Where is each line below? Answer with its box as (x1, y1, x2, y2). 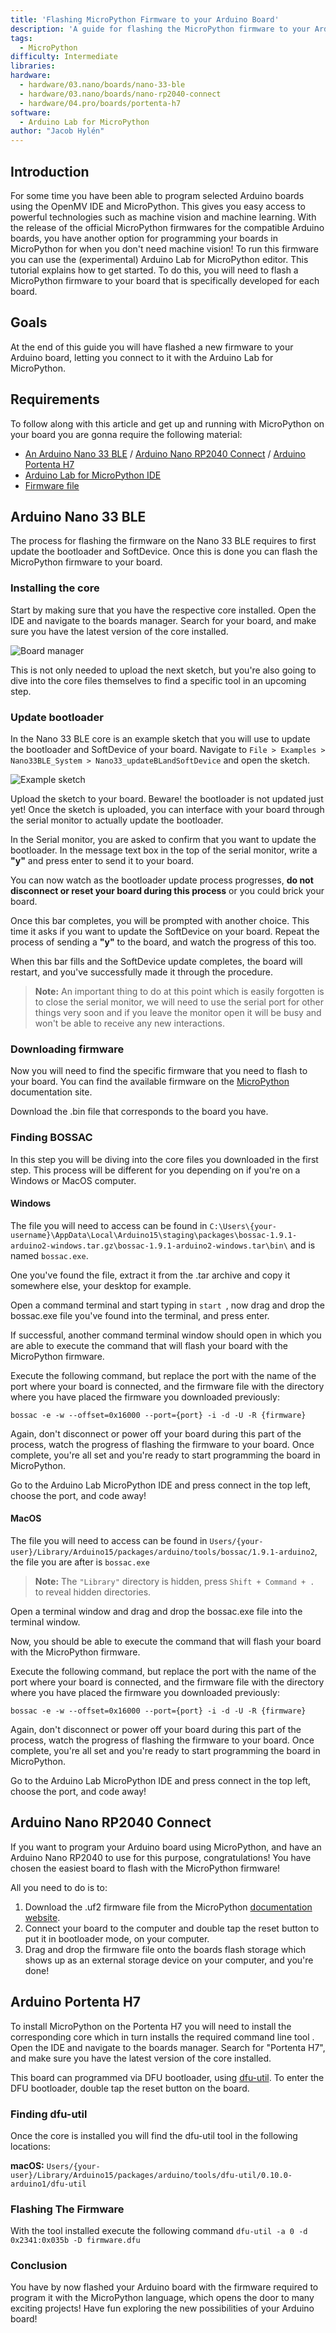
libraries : (10, 61, 56, 71)
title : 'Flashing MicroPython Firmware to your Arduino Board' (10, 14, 280, 25)
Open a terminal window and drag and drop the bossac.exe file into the (10, 1605, 303, 1617)
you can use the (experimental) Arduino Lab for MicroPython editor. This (10, 253, 309, 265)
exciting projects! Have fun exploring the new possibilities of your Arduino (10, 2302, 315, 2315)
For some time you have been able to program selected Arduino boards (10, 189, 305, 201)
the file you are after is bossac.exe (10, 1556, 150, 1568)
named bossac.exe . (10, 1249, 89, 1261)
